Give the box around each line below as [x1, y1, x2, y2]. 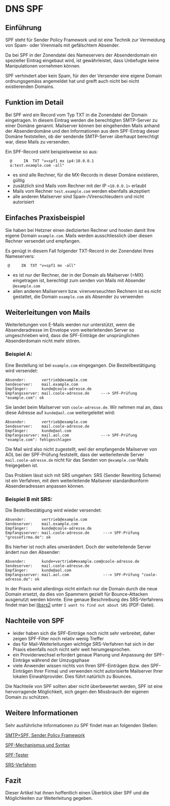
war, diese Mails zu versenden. [5, 138, 70, 145]
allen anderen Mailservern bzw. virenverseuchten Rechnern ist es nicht [12, 288, 161, 294]
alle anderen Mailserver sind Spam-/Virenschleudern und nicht [12, 193, 145, 199]
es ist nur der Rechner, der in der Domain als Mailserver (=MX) [12, 272, 144, 278]
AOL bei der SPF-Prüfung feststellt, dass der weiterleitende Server [5, 451, 145, 458]
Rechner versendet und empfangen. [5, 237, 81, 244]
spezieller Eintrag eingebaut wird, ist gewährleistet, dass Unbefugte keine [5, 57, 159, 64]
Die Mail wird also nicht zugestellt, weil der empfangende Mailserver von [5, 446, 157, 452]
